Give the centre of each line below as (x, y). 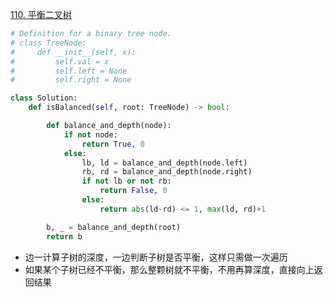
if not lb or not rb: (126, 181)
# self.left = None (69, 71)
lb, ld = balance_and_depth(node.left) (164, 163)
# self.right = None (71, 80)
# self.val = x (60, 61)
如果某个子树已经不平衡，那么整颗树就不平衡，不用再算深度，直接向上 (169, 269)
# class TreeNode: (48, 43)
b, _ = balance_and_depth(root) (114, 227)
